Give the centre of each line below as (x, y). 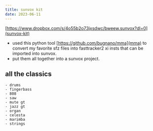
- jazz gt (15, 107)
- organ (13, 111)
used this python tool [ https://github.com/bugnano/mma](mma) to (79, 43)
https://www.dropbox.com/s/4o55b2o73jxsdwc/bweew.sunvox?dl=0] (77, 28)
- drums (13, 85)
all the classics (28, 74)
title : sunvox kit (24, 10)
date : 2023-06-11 (23, 14)
